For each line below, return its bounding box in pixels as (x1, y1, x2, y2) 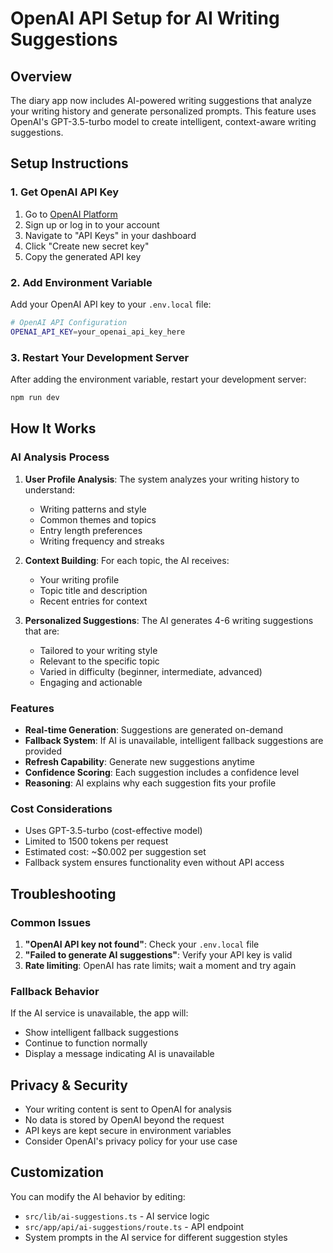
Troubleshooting (10, 885, 117, 902)
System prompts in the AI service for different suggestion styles (24, 1231, 288, 1243)
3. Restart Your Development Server (10, 350, 190, 364)
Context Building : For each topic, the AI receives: (24, 554, 230, 566)
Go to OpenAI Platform (24, 208, 118, 220)
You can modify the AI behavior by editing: (10, 1190, 186, 1202)
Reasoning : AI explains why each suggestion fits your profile (24, 777, 277, 789)
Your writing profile (39, 573, 120, 586)
